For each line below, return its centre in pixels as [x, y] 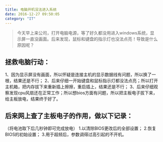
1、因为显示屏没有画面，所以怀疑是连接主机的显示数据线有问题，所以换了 [78, 75]
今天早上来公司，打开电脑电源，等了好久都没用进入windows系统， [83, 33]
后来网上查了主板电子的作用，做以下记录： [69, 115]
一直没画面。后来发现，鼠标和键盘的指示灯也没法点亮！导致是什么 [92, 39]
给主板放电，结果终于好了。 [33, 99]
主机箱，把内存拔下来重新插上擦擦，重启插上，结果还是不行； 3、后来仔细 [80, 87]
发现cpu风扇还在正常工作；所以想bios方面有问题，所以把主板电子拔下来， [83, 93]
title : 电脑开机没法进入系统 [31, 9]
